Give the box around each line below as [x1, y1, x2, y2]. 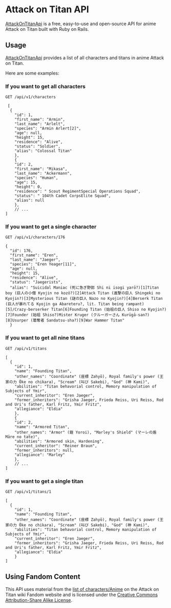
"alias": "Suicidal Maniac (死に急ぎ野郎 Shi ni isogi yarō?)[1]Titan [10, 285, 159, 291]
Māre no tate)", [5, 434, 40, 440]
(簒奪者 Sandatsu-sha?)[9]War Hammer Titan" [30, 318, 125, 323]
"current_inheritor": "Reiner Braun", [14, 443, 97, 448]
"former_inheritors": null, [14, 448, 74, 453]
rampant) [125, 301, 144, 307]
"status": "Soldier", [14, 144, 60, 149]
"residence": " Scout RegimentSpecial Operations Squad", [14, 189, 141, 194]
